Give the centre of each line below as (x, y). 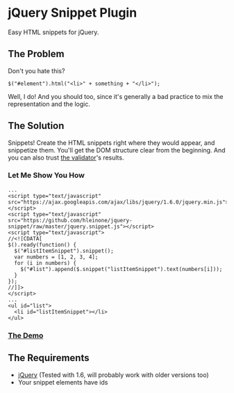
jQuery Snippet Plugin (73, 13)
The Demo (26, 335)
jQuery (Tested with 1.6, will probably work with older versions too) (113, 375)
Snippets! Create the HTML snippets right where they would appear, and (111, 142)
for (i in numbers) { (45, 263)
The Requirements (49, 358)
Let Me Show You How (47, 176)
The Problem (36, 54)
